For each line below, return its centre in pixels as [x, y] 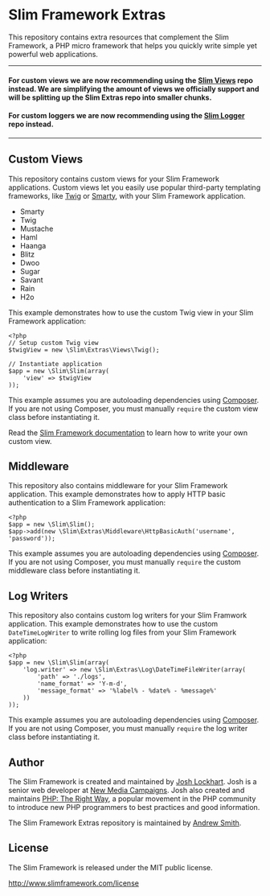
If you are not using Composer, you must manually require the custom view [133, 409]
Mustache [37, 228]
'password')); [32, 539]
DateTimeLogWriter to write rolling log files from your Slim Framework [123, 632]
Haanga [33, 245]
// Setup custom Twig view [53, 343]
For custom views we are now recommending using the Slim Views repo [131, 80]
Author [26, 762]
